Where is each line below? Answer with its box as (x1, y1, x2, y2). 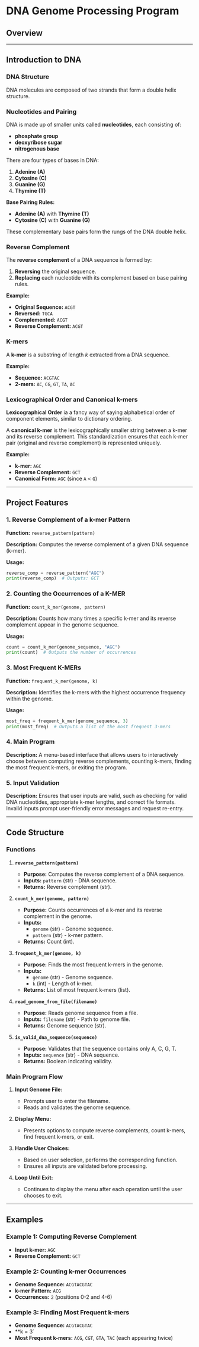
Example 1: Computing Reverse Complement (6, 1233, 137, 1241)
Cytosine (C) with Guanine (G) (14, 216, 91, 224)
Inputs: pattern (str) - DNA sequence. (23, 876, 117, 884)
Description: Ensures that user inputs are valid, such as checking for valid (6, 792, 187, 799)
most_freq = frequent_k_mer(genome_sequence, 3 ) (6, 718, 129, 724)
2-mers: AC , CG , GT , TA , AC (14, 380, 76, 387)
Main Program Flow (6, 1072, 63, 1080)
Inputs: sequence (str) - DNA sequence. (23, 1051, 120, 1058)
